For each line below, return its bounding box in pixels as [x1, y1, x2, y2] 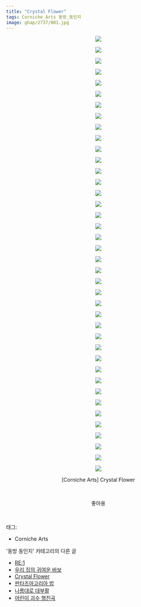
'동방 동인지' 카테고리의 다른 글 [6, 548, 77, 555]
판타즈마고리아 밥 [14, 580, 54, 587]
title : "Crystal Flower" [6, 8, 67, 15]
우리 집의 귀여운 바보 [14, 566, 62, 574]
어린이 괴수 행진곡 [14, 595, 56, 602]
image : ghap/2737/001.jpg [6, 19, 69, 25]
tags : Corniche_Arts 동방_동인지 [6, 14, 82, 20]
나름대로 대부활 [14, 587, 50, 594]
